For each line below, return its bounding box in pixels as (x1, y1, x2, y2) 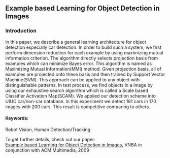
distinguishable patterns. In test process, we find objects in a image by (5, 82, 153, 88)
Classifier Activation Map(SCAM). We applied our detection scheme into (5, 92, 156, 99)
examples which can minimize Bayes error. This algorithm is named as (5, 60, 152, 67)
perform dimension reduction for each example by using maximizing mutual (5, 49, 163, 55)
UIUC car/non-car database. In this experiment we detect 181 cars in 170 (5, 98, 156, 104)
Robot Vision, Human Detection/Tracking (5, 127, 91, 133)
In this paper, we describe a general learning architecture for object (5, 39, 146, 45)
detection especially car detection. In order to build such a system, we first (5, 44, 161, 50)
